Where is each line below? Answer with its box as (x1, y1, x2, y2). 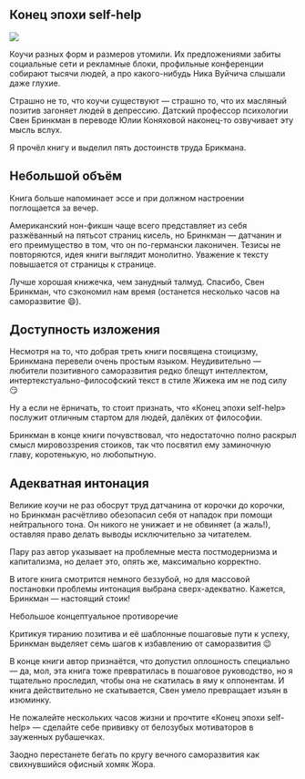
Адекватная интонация (9, 476, 149, 491)
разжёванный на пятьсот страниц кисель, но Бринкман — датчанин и (9, 230, 282, 241)
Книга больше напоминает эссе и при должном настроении (9, 192, 245, 203)
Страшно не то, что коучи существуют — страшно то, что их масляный (9, 95, 287, 106)
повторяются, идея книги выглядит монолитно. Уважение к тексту (9, 249, 269, 260)
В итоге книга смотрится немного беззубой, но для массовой (9, 574, 250, 585)
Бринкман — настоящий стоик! (9, 593, 130, 604)
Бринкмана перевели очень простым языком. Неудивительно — (9, 355, 262, 367)
